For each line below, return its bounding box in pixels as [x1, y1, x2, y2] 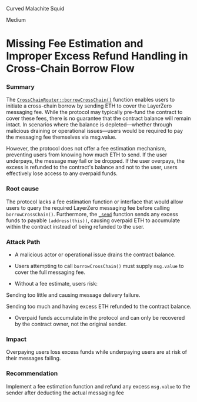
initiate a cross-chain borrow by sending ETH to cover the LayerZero [6, 102, 172, 109]
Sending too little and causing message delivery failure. [6, 292, 141, 299]
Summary [6, 83, 35, 91]
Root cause [6, 185, 39, 193]
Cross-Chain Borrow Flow [6, 62, 135, 75]
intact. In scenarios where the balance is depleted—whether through [6, 121, 172, 128]
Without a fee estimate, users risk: [14, 280, 98, 287]
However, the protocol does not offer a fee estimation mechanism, [6, 145, 166, 152]
